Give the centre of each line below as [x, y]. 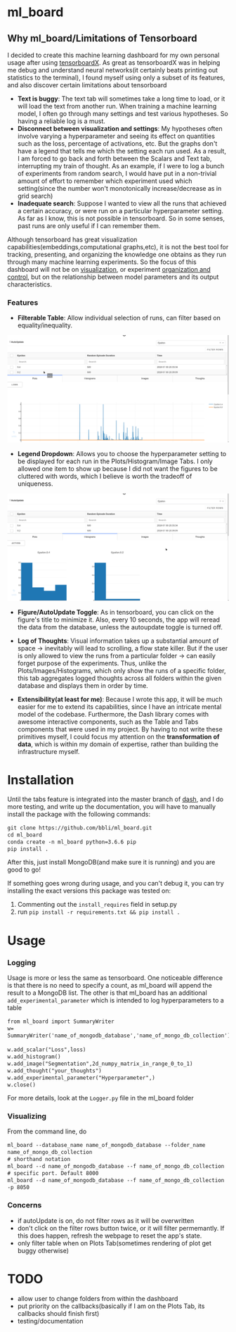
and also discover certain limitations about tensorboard [87, 85]
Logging [22, 962]
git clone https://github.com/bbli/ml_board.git [80, 828]
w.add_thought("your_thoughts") [54, 1071]
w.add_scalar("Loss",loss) [47, 1050]
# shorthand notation [39, 1160]
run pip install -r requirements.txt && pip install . [99, 912]
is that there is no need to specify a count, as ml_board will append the [110, 985]
